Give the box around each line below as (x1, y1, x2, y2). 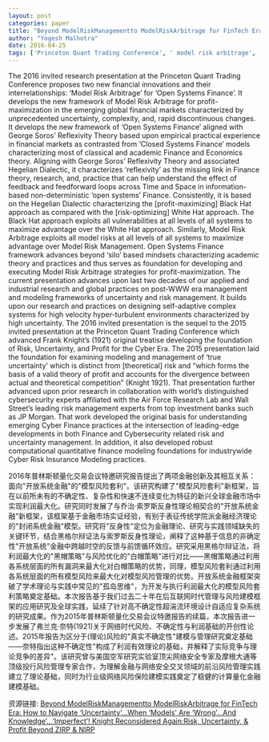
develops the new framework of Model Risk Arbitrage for (8, 97, 196, 106)
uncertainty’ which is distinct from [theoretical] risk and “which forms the (8, 361, 250, 370)
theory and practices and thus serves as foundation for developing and (8, 258, 243, 268)
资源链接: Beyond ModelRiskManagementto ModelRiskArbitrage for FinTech (8, 699, 258, 708)
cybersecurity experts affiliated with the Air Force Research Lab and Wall (8, 395, 249, 404)
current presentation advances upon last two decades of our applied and (8, 276, 250, 285)
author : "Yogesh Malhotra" (8, 34, 98, 43)
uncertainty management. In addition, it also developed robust (8, 438, 214, 447)
